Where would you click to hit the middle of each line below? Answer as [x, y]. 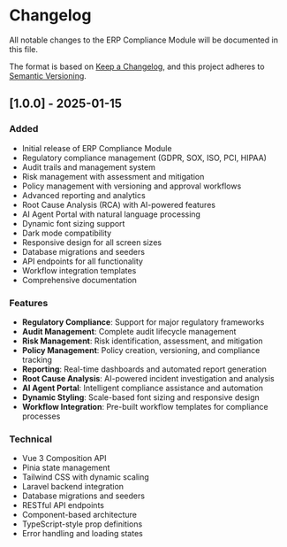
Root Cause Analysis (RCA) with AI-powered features [119, 204]
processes [41, 416]
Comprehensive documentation [79, 280]
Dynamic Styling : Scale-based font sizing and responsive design [141, 397]
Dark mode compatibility [67, 233]
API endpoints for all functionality [83, 261]
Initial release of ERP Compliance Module [97, 148]
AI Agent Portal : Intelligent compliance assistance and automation [142, 388]
